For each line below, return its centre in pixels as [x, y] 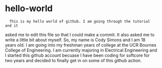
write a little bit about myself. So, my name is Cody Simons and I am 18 [75, 40]
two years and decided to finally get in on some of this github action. [73, 60]
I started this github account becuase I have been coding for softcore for [77, 55]
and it [12, 25]
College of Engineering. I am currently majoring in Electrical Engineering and [81, 50]
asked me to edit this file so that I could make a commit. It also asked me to [80, 34]
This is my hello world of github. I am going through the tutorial [80, 21]
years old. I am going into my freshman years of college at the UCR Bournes [81, 45]
